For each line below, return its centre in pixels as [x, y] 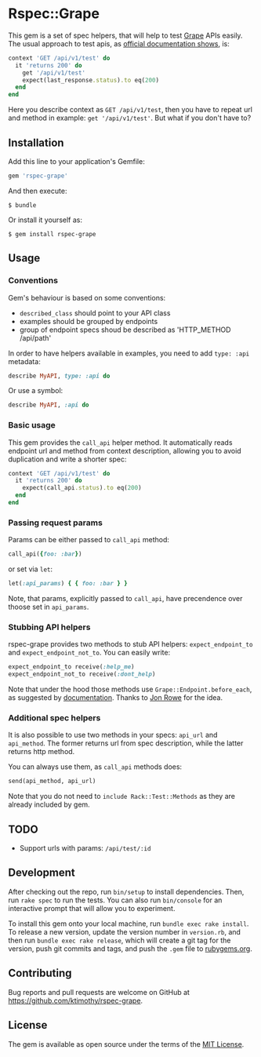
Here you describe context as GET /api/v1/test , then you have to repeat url [130, 110]
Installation [36, 142]
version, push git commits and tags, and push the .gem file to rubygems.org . [130, 948]
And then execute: [38, 191]
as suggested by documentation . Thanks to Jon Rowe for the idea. [116, 698]
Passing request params [56, 523]
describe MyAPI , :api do [49, 405]
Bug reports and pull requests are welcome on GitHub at [99, 992]
